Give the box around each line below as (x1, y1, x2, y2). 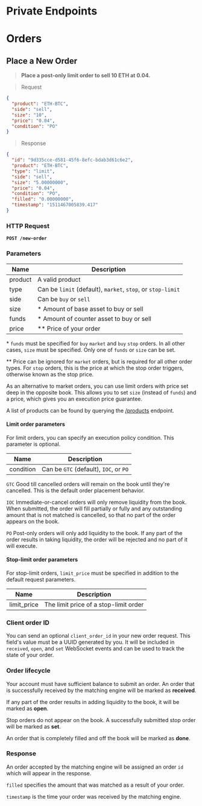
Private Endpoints (6, 4, 98, 18)
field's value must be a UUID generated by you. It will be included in (6, 638, 175, 646)
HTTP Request (6, 221, 50, 230)
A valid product (37, 275, 81, 284)
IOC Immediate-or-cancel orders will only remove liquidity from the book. (6, 498, 187, 506)
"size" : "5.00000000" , (11, 179, 69, 185)
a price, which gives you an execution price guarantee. (6, 395, 143, 402)
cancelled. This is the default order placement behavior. (6, 487, 145, 494)
